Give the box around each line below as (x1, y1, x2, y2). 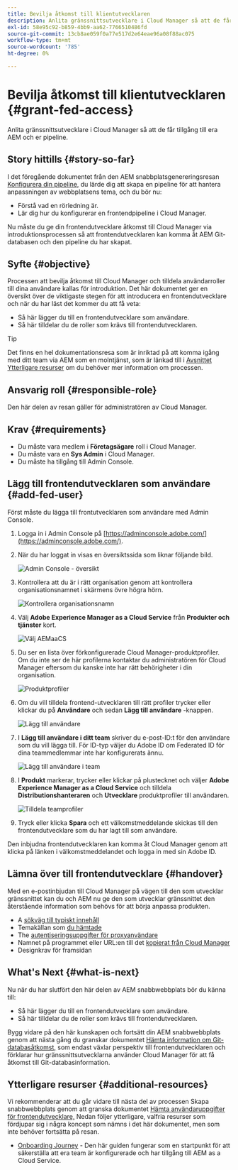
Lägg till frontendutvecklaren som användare (7, 478, 211, 490)
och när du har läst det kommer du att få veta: (7, 300, 141, 308)
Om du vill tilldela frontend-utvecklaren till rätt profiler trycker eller (17, 698, 211, 706)
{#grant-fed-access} (7, 102, 134, 118)
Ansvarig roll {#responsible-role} (7, 384, 157, 396)
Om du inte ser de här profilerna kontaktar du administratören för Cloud (17, 655, 227, 664)
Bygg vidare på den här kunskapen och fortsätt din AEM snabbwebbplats (7, 1027, 221, 1037)
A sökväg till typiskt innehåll (17, 915, 100, 924)
